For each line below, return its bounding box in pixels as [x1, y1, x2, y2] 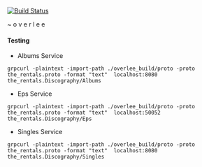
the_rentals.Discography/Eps [7, 115, 92, 122]
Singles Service [17, 128, 63, 136]
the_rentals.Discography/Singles [7, 154, 105, 161]
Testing [7, 36, 30, 45]
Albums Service [17, 52, 64, 60]
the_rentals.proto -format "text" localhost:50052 [7, 109, 161, 117]
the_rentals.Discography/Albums [7, 78, 101, 85]
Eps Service [17, 89, 52, 98]
